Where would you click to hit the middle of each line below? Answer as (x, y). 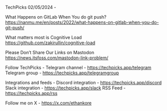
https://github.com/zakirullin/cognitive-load (50, 43)
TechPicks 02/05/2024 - (31, 7)
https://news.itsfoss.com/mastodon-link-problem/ (57, 58)
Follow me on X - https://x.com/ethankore (49, 103)
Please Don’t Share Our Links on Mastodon (50, 52)
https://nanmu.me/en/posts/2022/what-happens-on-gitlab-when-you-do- (82, 22)
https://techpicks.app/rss (31, 93)
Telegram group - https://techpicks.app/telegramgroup (62, 73)
